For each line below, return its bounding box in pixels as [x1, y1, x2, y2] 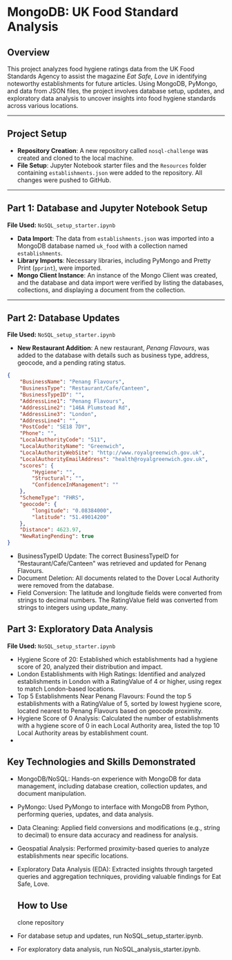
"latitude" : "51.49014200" [32, 514, 110, 520]
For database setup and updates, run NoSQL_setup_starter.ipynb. [17, 932, 204, 940]
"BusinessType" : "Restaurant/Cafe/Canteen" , [19, 385, 150, 392]
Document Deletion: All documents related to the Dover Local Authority [17, 574, 220, 582]
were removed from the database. [17, 581, 115, 590]
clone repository [17, 918, 64, 926]
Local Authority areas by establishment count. [17, 728, 148, 737]
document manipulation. [17, 789, 86, 797]
